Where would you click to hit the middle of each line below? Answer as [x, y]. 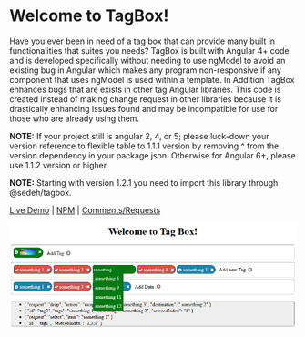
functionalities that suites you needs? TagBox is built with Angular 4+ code [149, 50]
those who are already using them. [74, 118]
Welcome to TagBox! [89, 16]
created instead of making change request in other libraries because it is [146, 99]
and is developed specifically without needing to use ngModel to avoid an [147, 60]
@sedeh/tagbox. [41, 192]
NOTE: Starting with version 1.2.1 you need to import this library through [144, 182]
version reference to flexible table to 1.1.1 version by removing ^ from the [144, 146]
